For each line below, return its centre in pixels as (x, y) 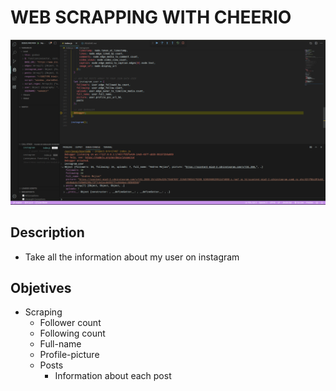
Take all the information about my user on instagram (132, 257)
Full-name (60, 344)
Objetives (41, 287)
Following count (72, 333)
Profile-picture (69, 355)
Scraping (43, 312)
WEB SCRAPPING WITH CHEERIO (151, 17)
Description (47, 232)
